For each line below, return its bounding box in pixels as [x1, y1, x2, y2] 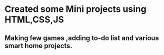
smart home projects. [4, 41, 73, 50]
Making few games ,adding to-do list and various [4, 34, 159, 42]
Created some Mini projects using [4, 3, 147, 15]
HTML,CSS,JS [4, 14, 64, 25]
